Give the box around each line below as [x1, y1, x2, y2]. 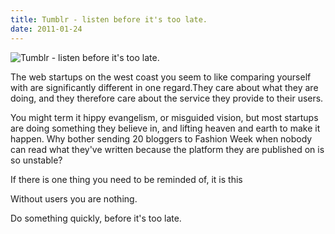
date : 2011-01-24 [10, 24, 83, 34]
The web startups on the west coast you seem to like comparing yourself [10, 71, 312, 83]
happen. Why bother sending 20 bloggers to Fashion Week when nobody [10, 132, 313, 145]
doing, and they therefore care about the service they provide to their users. [10, 92, 324, 104]
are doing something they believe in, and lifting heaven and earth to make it [10, 122, 321, 134]
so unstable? [10, 154, 63, 166]
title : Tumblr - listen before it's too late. [10, 14, 208, 25]
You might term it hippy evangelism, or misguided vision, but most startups [10, 111, 319, 123]
